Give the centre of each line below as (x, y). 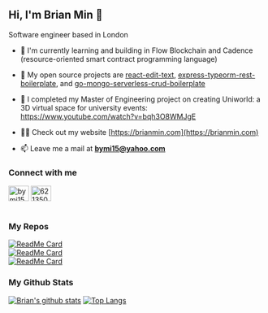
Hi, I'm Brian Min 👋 (56, 15)
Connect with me (43, 172)
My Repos (28, 227)
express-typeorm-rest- (216, 75)
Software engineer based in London (68, 34)
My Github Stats (41, 283)
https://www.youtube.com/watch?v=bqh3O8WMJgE (108, 116)
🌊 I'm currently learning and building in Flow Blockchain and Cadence (136, 50)
